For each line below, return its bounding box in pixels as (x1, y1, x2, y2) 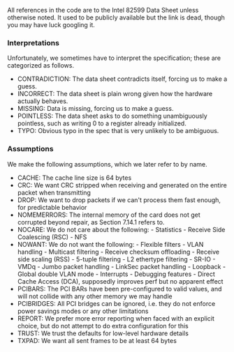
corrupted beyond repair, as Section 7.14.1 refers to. (17, 217, 165, 226)
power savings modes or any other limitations (17, 307, 149, 315)
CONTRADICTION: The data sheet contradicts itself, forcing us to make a (17, 75, 228, 83)
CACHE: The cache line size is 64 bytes (17, 174, 132, 182)
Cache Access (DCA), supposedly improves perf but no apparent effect (17, 277, 224, 285)
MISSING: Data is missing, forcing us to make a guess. (17, 105, 174, 113)
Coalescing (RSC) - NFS (17, 233, 87, 241)
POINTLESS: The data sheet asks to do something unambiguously (17, 112, 207, 121)
